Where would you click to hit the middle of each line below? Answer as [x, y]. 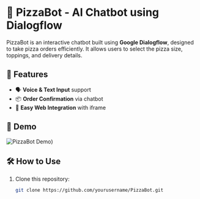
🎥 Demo [21, 127]
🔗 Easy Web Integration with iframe [60, 107]
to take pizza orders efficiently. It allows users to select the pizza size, [94, 49]
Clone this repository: [42, 179]
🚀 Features [27, 75]
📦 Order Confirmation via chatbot [59, 99]
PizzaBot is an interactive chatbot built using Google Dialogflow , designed [100, 42]
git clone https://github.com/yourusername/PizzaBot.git [89, 190]
